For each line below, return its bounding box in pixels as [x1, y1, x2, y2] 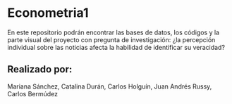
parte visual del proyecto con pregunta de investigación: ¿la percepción [7, 35, 216, 44]
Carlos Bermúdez [7, 89, 59, 98]
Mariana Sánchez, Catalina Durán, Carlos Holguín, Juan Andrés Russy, [7, 82, 212, 91]
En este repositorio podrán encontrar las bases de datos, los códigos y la [7, 28, 220, 37]
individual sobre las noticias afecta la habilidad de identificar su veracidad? [7, 43, 226, 51]
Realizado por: [7, 63, 73, 75]
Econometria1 [7, 5, 90, 21]
